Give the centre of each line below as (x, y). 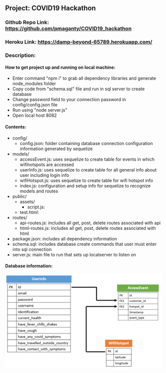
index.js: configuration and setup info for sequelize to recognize (85, 186)
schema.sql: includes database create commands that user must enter (84, 244)
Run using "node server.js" (40, 110)
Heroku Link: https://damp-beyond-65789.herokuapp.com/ (79, 42)
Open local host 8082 (35, 115)
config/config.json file (35, 105)
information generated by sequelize (56, 149)
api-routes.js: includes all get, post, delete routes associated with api (90, 223)
